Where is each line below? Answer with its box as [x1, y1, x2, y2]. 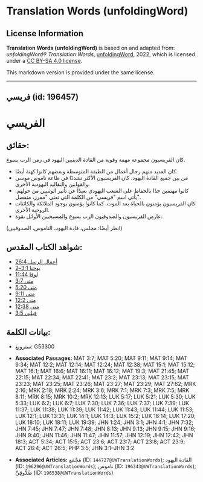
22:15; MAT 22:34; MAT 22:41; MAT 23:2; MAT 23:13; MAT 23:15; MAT [14, 374, 189, 381]
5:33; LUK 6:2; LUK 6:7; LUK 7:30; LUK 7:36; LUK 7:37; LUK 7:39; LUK [14, 400, 189, 407]
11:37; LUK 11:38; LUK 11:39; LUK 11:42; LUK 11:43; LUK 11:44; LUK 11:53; [14, 406, 195, 413]
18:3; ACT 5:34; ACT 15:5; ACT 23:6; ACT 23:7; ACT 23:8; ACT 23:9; [14, 438, 185, 445]
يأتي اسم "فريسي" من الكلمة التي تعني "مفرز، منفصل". [14, 193, 141, 201]
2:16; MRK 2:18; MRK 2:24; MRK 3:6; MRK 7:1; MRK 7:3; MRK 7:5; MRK [14, 387, 190, 394]
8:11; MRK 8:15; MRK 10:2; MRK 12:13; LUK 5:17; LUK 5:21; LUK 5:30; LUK [14, 393, 196, 400]
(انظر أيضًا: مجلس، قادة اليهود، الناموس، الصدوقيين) [6, 225, 123, 232]
